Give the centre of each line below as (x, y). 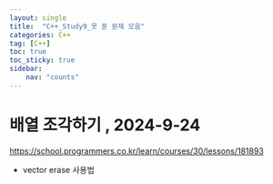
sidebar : (26, 69)
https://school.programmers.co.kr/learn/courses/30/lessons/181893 (136, 150)
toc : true (28, 52)
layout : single (38, 18)
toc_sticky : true (42, 60)
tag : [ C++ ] (30, 43)
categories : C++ (40, 35)
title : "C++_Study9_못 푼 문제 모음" (77, 26)
